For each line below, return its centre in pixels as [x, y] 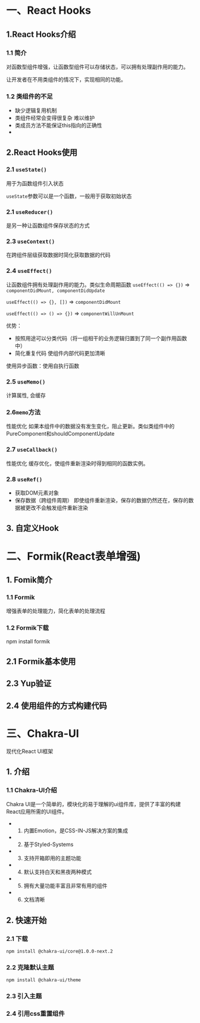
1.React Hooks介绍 [41, 34]
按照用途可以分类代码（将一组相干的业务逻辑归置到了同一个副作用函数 [101, 338]
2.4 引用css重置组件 [35, 1013]
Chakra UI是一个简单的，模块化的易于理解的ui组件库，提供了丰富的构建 [93, 804]
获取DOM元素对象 [37, 493]
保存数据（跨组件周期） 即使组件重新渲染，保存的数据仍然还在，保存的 [101, 500]
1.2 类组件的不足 [29, 96]
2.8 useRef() [24, 479]
